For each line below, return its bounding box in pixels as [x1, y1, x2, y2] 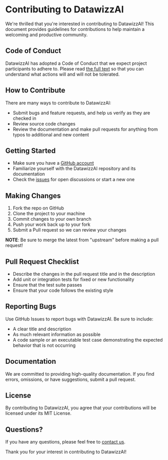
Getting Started [5, 146, 56, 155]
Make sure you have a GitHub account [12, 160, 94, 166]
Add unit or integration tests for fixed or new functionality [12, 276, 135, 282]
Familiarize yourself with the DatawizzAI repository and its [12, 166, 136, 172]
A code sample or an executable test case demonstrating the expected [12, 337, 163, 343]
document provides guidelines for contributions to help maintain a [5, 26, 145, 32]
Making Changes [5, 191, 61, 200]
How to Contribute [5, 86, 66, 95]
